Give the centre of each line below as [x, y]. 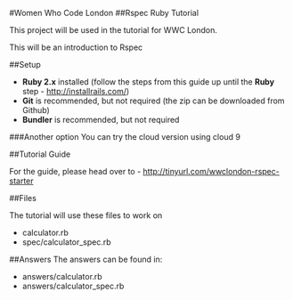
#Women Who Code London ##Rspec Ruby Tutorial [104, 13]
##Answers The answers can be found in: [86, 259]
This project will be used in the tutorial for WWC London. [114, 30]
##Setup [25, 65]
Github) [36, 110]
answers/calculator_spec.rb [73, 286]
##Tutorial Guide [40, 154]
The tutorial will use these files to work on [86, 215]
